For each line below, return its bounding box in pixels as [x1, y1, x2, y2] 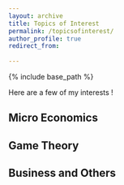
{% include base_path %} [8, 72, 94, 81]
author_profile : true [8, 34, 82, 43]
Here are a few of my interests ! [8, 88, 113, 97]
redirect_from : [8, 42, 60, 50]
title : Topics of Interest [8, 19, 100, 28]
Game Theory [8, 139, 79, 153]
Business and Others [8, 166, 116, 180]
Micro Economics [8, 111, 99, 125]
